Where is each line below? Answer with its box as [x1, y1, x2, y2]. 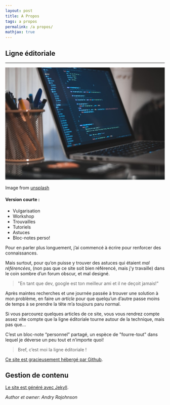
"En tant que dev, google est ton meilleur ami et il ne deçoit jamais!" [17, 280, 159, 286]
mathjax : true [5, 29, 35, 35]
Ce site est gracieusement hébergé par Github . [5, 356, 103, 362]
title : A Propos [5, 13, 39, 19]
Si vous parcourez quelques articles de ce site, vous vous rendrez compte [5, 311, 160, 317]
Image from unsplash [5, 185, 50, 191]
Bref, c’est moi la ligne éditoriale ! [17, 346, 87, 352]
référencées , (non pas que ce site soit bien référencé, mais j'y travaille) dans [5, 265, 165, 271]
